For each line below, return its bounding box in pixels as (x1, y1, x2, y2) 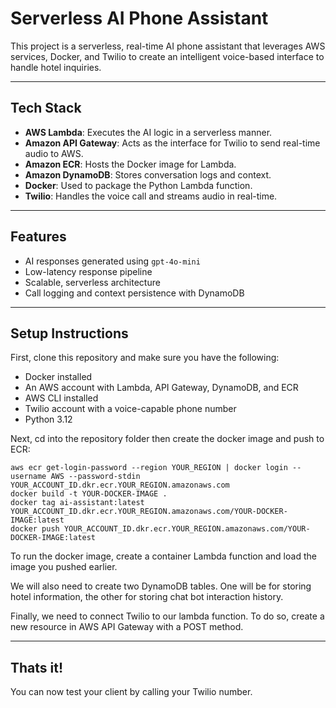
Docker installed (24, 371, 93, 383)
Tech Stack (10, 100, 82, 117)
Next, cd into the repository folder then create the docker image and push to (10, 433, 325, 445)
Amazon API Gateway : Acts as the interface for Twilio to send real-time (24, 137, 321, 149)
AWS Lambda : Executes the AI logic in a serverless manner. (24, 126, 273, 138)
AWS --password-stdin (50, 472, 141, 482)
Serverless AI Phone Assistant (10, 7, 269, 30)
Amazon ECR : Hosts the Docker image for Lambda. (24, 158, 237, 170)
